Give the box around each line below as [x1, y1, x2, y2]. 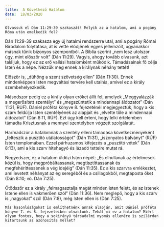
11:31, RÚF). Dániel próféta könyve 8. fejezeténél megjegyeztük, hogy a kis [5, 104, 155, 110]
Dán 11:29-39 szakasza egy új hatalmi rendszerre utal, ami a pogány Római [5, 38, 156, 44]
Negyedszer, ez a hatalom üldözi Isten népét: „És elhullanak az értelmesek [5, 154, 155, 160]
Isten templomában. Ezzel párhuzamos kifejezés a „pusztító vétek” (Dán [5, 140, 150, 145]
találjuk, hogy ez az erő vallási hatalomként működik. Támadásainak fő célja [5, 59, 158, 65]
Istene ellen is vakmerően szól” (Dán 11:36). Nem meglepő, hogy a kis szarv [5, 190, 158, 196]
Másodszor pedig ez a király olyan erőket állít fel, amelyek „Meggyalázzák [5, 94, 154, 100]
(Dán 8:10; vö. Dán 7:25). [5, 175, 55, 181]
